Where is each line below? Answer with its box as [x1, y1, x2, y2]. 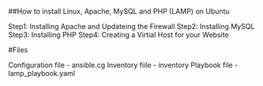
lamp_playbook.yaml [8, 69, 75, 77]
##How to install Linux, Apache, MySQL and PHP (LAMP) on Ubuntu [8, 7, 231, 16]
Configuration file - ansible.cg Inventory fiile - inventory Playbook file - [8, 60, 239, 70]
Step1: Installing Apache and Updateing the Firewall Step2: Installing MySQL [8, 22, 255, 30]
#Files [8, 45, 28, 54]
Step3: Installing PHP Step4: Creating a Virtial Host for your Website [8, 30, 229, 39]
